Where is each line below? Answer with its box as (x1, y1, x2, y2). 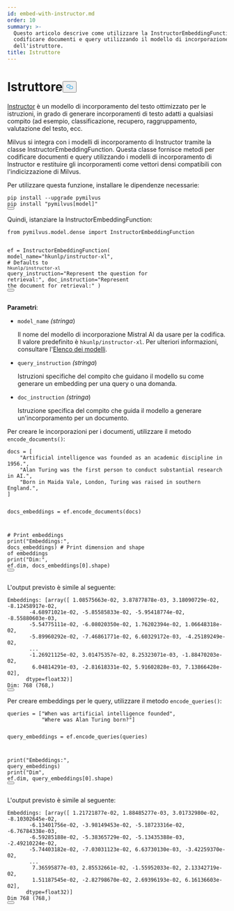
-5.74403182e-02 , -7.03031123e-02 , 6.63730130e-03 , (29, 846, 182, 853)
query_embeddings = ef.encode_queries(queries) (7, 733, 148, 740)
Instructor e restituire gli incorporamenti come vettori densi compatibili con (7, 159, 222, 168)
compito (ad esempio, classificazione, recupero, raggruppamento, (7, 116, 197, 125)
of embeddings (7, 550, 49, 557)
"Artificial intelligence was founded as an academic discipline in (19, 454, 223, 461)
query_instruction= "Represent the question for (7, 270, 148, 277)
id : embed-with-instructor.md (7, 10, 95, 17)
